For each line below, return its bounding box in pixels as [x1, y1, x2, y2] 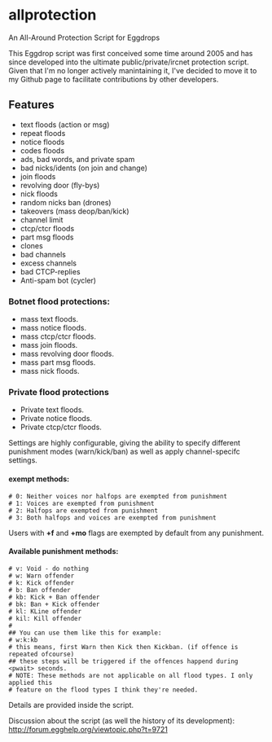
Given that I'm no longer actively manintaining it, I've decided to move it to [8, 65, 257, 75]
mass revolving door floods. [20, 349, 114, 359]
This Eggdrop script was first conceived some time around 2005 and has [8, 48, 253, 58]
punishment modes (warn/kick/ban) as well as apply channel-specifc [8, 446, 240, 457]
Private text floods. [20, 405, 84, 415]
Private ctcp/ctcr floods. [20, 422, 102, 432]
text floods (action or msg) [20, 120, 110, 130]
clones [20, 240, 43, 250]
